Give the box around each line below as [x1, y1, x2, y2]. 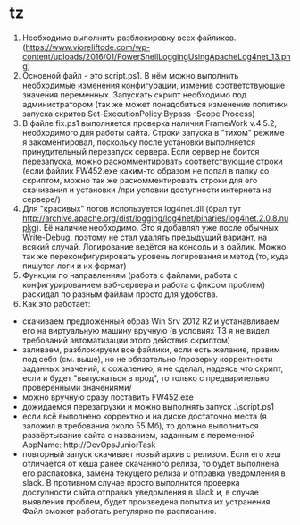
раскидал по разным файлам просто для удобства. [21, 289, 219, 300]
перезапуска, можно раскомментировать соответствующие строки [21, 156, 283, 166]
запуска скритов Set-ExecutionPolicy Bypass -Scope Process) [21, 108, 256, 119]
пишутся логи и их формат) [21, 260, 127, 271]
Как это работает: [21, 298, 91, 309]
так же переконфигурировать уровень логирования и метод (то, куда [21, 250, 289, 261]
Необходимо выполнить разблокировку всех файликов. [21, 32, 237, 43]
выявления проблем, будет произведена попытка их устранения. [21, 495, 272, 507]
